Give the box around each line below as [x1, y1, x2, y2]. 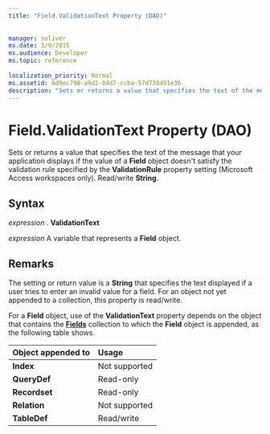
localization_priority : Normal [8, 72, 113, 80]
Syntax [8, 196, 45, 210]
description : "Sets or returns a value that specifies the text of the [8, 86, 253, 95]
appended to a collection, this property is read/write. [8, 295, 183, 305]
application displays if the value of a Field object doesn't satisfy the [8, 156, 232, 166]
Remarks [8, 256, 55, 270]
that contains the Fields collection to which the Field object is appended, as [8, 319, 260, 329]
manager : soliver [8, 34, 67, 43]
